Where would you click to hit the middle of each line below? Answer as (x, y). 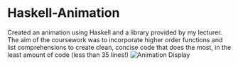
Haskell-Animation (64, 13)
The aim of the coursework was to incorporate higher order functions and (115, 39)
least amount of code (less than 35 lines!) (68, 55)
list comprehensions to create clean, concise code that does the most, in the (119, 47)
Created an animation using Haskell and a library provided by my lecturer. (115, 32)
